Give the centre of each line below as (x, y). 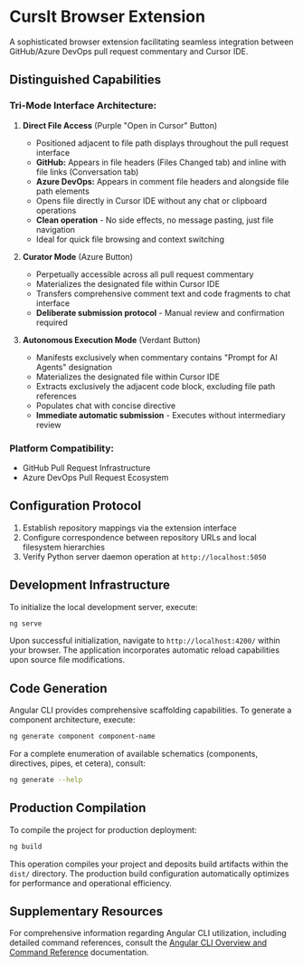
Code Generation (58, 689)
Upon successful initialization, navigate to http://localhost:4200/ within (145, 641)
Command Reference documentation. (79, 952)
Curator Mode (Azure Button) (77, 256)
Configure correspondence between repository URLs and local (139, 537)
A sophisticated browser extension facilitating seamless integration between (151, 42)
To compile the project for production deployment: (103, 829)
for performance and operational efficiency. (90, 883)
